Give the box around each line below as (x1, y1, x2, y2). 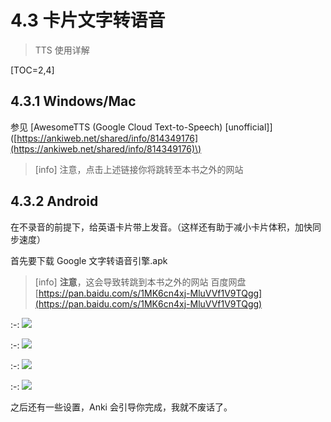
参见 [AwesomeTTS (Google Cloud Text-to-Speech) (10, 121, 223, 133)
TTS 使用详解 (34, 44, 90, 56)
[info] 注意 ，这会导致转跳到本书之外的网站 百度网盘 (34, 276, 247, 288)
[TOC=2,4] (10, 64, 55, 76)
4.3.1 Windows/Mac (10, 93, 137, 110)
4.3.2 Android (10, 193, 99, 210)
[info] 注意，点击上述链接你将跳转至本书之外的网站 (34, 163, 244, 175)
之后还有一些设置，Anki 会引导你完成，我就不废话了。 (10, 401, 233, 413)
